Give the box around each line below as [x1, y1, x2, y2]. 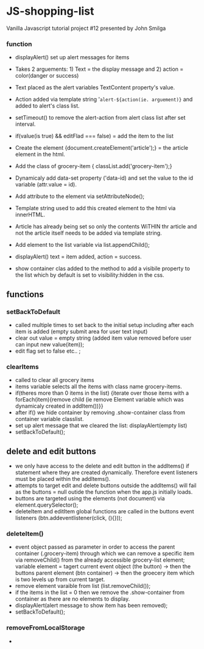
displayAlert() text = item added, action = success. [15, 253, 142, 260]
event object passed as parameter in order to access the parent [15, 543, 175, 551]
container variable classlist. [15, 416, 84, 423]
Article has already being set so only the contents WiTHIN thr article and [15, 223, 197, 230]
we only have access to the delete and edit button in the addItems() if [15, 463, 190, 470]
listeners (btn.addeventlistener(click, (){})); [15, 515, 123, 522]
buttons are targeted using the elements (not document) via [15, 495, 166, 502]
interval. [15, 120, 36, 128]
